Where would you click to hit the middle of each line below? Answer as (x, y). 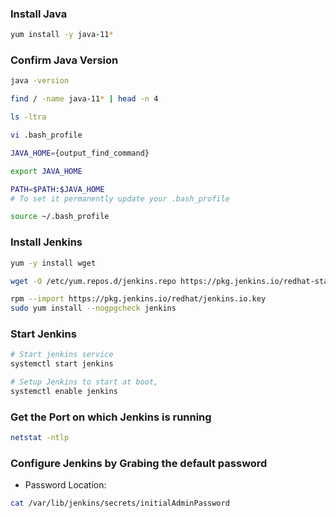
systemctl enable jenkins (64, 392)
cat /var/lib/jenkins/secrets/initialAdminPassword (120, 503)
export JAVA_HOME (46, 171)
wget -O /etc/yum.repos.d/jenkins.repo (93, 281)
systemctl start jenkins (62, 364)
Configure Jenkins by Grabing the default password (139, 464)
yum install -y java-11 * (62, 35)
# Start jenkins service (62, 355)
